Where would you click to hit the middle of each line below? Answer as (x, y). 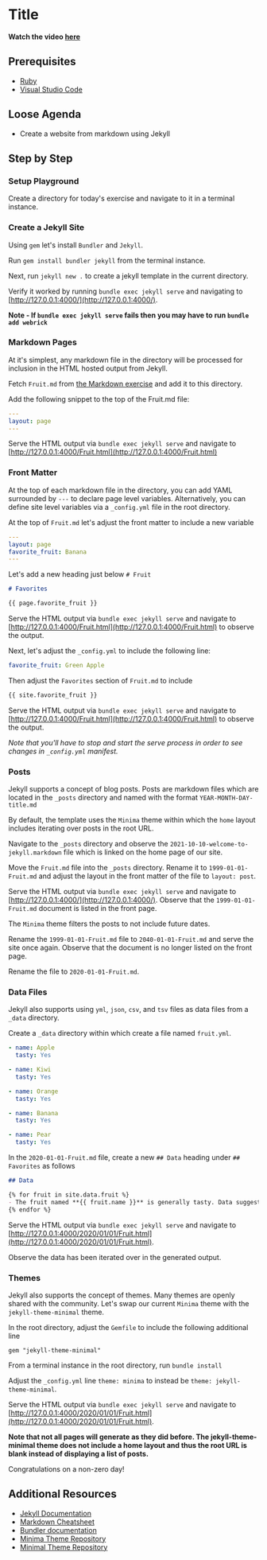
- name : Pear (30, 1135)
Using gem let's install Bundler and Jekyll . (76, 245)
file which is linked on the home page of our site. (143, 852)
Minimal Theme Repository (64, 1547)
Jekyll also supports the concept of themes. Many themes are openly (122, 1295)
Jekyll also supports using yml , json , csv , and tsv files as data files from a (128, 1010)
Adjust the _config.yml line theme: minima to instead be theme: (110, 1380)
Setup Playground (44, 181)
